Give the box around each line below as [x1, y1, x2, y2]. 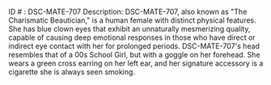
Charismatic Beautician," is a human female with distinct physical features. [8, 15, 256, 25]
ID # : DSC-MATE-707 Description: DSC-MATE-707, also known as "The [8, 7, 248, 16]
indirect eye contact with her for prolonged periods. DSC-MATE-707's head [8, 41, 260, 51]
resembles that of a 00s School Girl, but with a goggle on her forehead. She [8, 50, 260, 59]
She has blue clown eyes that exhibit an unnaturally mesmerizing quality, [8, 24, 251, 33]
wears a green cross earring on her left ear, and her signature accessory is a [8, 58, 264, 68]
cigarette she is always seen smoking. [8, 67, 136, 76]
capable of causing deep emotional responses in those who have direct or [8, 32, 256, 42]
